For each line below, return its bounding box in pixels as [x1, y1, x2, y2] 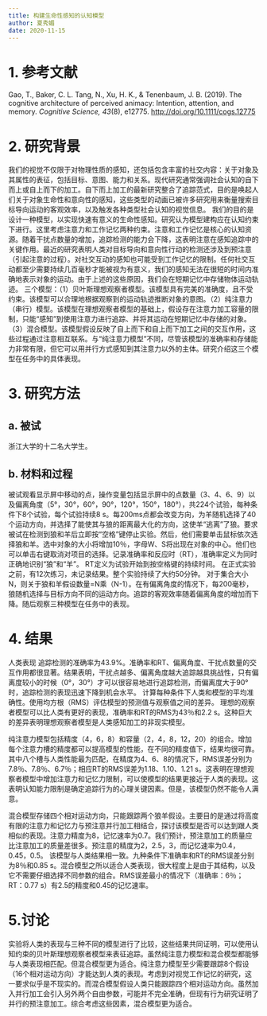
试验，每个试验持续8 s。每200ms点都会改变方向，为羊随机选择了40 [33, 510, 257, 520]
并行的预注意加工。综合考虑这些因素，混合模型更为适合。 [8, 998, 196, 1008]
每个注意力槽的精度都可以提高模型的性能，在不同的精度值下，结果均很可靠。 [8, 745, 259, 753]
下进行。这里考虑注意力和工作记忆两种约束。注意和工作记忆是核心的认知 [8, 224, 245, 235]
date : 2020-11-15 [8, 26, 66, 34]
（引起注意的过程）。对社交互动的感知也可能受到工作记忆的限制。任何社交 [8, 255, 249, 264]
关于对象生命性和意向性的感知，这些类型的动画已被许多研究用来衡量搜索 [14, 195, 252, 204]
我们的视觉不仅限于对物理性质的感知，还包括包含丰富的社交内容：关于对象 [8, 165, 252, 175]
